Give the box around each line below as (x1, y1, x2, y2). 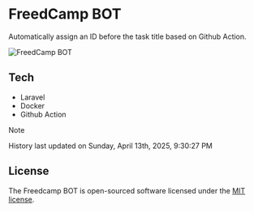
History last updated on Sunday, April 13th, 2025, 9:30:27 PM (8, 141, 213, 151)
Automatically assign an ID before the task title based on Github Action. (8, 32, 247, 41)
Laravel (19, 92, 45, 102)
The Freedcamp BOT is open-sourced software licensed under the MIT (8, 185, 246, 195)
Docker (19, 100, 45, 110)
